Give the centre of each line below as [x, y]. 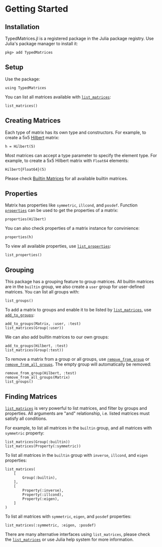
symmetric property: [25, 433]
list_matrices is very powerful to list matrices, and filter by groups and [76, 408]
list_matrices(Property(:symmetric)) [43, 446]
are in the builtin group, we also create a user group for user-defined [75, 287]
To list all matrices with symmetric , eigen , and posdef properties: [68, 516]
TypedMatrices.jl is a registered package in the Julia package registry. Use [79, 38]
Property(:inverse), [43, 491]
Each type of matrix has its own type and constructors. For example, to [76, 132]
